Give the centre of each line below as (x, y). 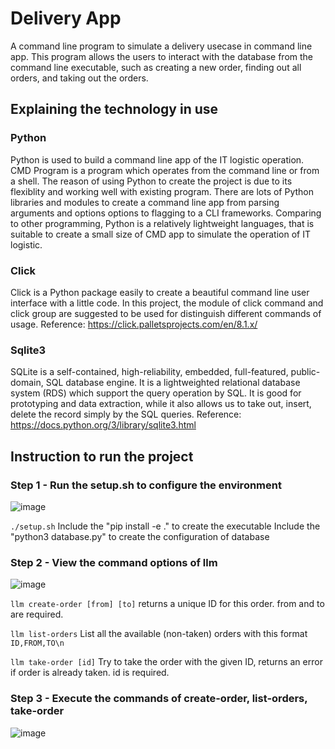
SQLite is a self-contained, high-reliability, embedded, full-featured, (149, 372)
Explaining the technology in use (114, 109)
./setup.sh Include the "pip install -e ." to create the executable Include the (165, 526)
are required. (37, 614)
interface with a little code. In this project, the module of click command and (167, 303)
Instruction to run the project (102, 456)
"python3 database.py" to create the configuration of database (140, 536)
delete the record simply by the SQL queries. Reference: (126, 414)
